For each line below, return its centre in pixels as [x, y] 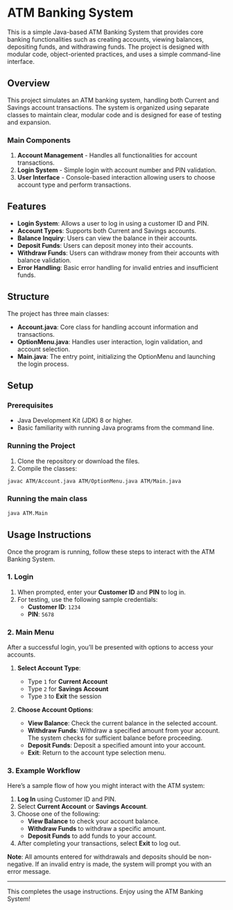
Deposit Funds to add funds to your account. [92, 836]
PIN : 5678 [41, 614]
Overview [29, 84]
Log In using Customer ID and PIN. [67, 799]
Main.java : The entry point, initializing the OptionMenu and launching [116, 356]
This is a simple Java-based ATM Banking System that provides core [105, 32]
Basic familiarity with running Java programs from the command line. [116, 428]
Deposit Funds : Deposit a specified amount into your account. [116, 745]
